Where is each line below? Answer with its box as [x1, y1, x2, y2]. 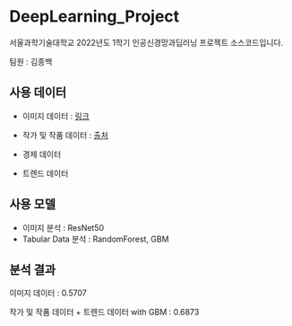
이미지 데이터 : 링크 [21, 110, 90, 121]
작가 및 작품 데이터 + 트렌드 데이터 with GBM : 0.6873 [9, 307, 200, 318]
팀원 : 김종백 [9, 56, 53, 66]
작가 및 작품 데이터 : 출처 [21, 129, 109, 140]
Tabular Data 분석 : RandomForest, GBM [21, 233, 169, 244]
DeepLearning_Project [9, 6, 180, 27]
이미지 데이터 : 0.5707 [9, 287, 87, 298]
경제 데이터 [21, 148, 62, 159]
